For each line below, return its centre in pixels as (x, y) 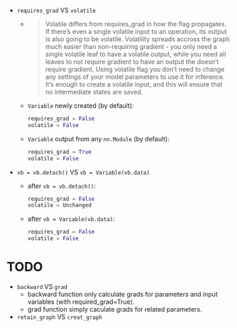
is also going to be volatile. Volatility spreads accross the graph (138, 39)
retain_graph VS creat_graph (59, 317)
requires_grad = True (59, 152)
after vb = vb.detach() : (62, 186)
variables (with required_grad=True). (81, 302)
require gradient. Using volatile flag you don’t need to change (135, 69)
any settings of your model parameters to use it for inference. (135, 77)
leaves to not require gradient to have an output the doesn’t (132, 62)
